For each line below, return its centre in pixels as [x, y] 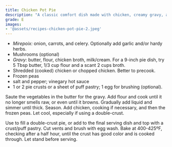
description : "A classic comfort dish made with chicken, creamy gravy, [84, 15]
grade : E [15, 19]
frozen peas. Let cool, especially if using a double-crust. [65, 113]
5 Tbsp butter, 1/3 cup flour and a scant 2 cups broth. [69, 65]
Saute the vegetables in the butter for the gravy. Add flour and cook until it [84, 97]
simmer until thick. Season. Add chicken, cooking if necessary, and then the [85, 108]
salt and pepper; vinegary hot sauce [51, 82]
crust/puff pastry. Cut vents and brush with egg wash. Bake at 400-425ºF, [84, 129]
